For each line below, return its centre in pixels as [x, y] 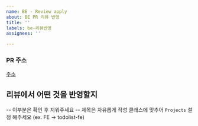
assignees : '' [24, 34]
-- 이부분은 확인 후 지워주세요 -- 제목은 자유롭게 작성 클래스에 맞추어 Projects [96, 110]
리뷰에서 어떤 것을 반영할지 [52, 94]
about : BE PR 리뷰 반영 [33, 17]
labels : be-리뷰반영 [29, 28]
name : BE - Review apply [37, 11]
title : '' [18, 22]
